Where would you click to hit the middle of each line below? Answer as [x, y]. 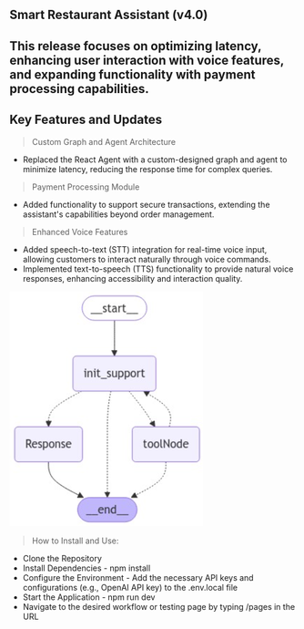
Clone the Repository [62, 558]
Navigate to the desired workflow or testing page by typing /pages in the [159, 606]
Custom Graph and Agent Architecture [103, 141]
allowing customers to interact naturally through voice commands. [147, 259]
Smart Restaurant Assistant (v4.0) [109, 15]
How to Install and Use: [75, 541]
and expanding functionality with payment [132, 74]
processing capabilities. [79, 89]
